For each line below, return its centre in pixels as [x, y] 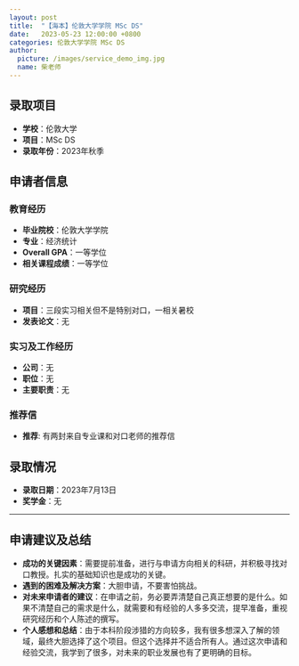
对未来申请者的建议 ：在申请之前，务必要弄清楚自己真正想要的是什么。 [151, 597]
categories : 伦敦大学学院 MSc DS [67, 42]
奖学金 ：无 [42, 501]
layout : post [33, 17]
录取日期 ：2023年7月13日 [69, 490]
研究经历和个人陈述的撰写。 [73, 619]
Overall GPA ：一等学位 [64, 252]
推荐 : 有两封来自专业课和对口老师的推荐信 [98, 436]
